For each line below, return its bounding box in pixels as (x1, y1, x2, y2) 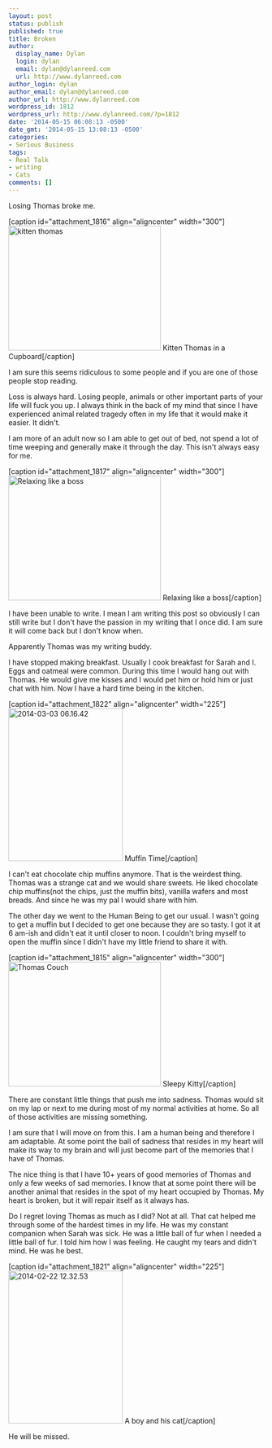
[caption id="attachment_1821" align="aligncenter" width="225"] (8, 1262, 225, 1271)
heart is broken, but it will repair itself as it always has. (8, 1195, 190, 1205)
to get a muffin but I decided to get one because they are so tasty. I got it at (8, 919, 261, 929)
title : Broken (8, 34, 57, 43)
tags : (8, 148, 27, 156)
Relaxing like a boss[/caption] (162, 592, 262, 603)
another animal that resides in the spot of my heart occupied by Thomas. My (8, 1187, 265, 1196)
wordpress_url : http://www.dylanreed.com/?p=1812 (8, 111, 180, 119)
